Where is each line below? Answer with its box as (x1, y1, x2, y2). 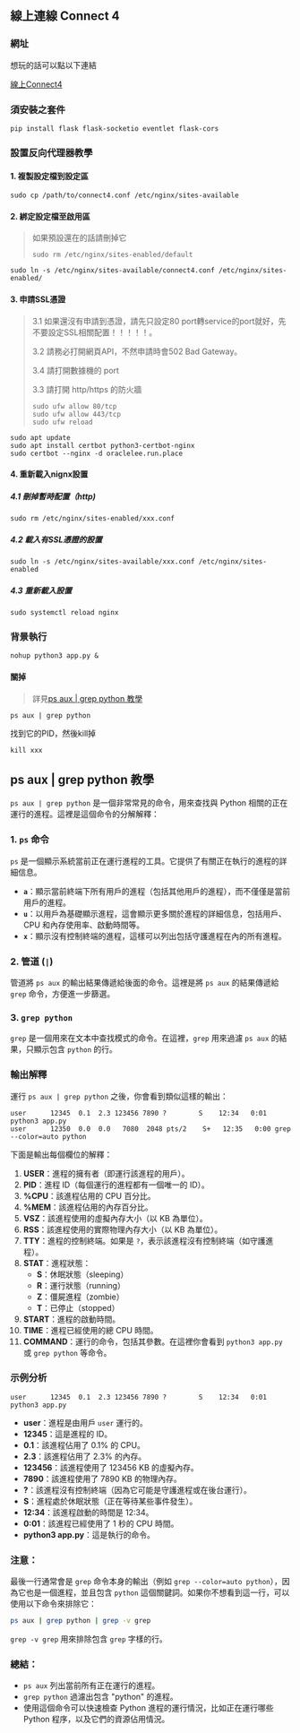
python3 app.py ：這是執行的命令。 (22, 1529, 156, 1539)
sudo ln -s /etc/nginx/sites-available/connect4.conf (10, 266, 216, 275)
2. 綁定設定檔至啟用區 (10, 211, 90, 221)
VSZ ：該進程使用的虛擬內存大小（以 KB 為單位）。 (22, 1212, 209, 1223)
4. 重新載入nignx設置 (10, 469, 89, 479)
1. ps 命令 (10, 833, 50, 846)
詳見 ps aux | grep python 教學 (31, 693, 143, 703)
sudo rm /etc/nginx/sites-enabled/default (31, 250, 193, 260)
